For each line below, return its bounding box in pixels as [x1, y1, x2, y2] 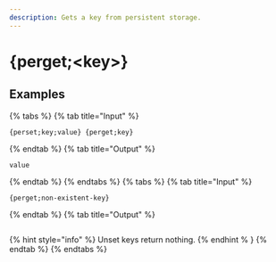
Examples [9, 86, 65, 102]
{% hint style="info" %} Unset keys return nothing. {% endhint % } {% [9, 233, 268, 245]
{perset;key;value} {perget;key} [9, 127, 134, 136]
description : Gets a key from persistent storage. [9, 12, 202, 22]
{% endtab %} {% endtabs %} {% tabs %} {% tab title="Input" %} [9, 176, 253, 187]
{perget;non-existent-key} [9, 193, 110, 202]
